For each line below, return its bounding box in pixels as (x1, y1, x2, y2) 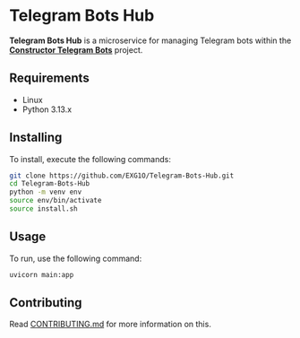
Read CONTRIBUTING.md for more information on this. (9, 319, 212, 330)
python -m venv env (9, 187, 82, 197)
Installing (9, 130, 63, 145)
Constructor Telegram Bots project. (9, 44, 143, 55)
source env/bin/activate (9, 196, 102, 205)
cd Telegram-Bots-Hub (9, 179, 90, 188)
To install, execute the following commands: (9, 153, 172, 164)
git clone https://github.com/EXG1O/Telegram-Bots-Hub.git (9, 171, 235, 180)
